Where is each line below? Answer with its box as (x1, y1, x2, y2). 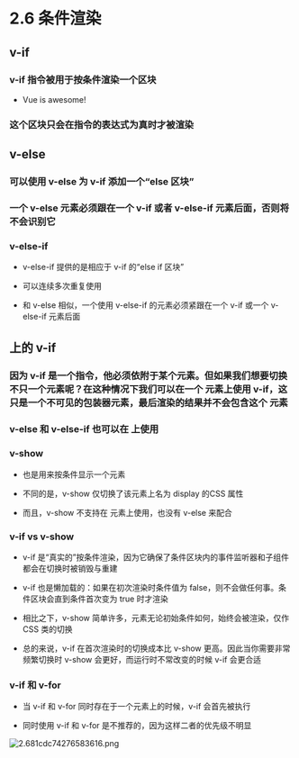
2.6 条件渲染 (9, 8, 102, 29)
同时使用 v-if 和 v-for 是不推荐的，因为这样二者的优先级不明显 (22, 720, 252, 731)
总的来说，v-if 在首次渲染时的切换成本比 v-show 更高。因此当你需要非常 (22, 643, 291, 654)
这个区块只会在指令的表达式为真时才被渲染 (9, 118, 195, 131)
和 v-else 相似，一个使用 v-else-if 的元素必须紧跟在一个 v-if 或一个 (22, 300, 269, 311)
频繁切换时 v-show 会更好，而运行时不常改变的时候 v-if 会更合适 (22, 654, 261, 665)
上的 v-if (9, 339, 57, 356)
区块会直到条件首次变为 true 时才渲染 (30, 593, 168, 604)
